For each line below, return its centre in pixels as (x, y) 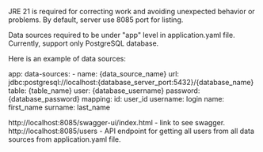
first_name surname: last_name (59, 107)
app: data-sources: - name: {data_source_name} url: (94, 74)
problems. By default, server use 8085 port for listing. (96, 20)
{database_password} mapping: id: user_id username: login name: (116, 99)
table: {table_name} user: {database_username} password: (104, 91)
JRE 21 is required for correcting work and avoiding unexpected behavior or (131, 11)
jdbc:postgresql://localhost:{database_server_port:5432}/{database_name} (131, 82)
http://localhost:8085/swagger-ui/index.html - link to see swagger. (117, 122)
